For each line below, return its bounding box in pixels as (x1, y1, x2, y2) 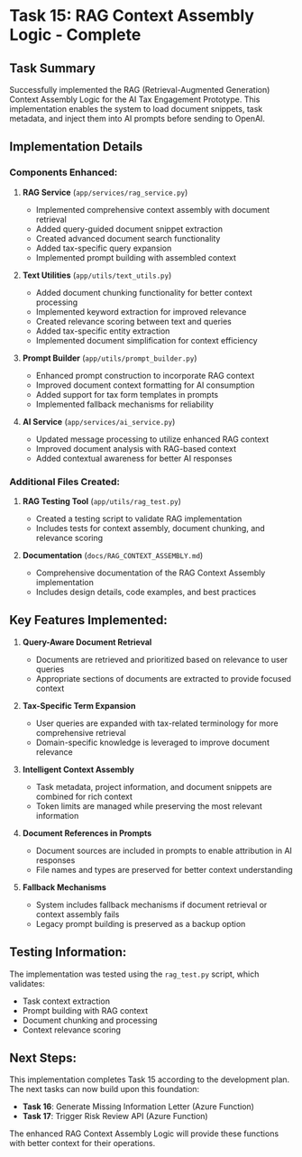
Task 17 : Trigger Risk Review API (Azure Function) (22, 1111, 209, 1122)
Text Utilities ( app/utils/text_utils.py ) (22, 270, 172, 280)
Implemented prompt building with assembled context (35, 252, 237, 262)
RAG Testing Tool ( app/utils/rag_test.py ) (22, 495, 182, 506)
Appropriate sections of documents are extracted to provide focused (35, 673, 291, 684)
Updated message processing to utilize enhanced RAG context (35, 434, 269, 445)
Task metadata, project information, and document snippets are (35, 781, 272, 792)
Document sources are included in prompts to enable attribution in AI (35, 845, 293, 856)
